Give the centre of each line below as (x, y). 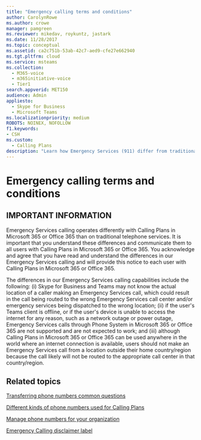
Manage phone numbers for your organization (63, 419)
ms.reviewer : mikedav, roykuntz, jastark (59, 34)
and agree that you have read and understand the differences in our (90, 255)
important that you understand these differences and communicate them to (99, 243)
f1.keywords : (22, 129)
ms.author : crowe (28, 23)
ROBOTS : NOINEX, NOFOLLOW (38, 123)
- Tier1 (21, 85)
